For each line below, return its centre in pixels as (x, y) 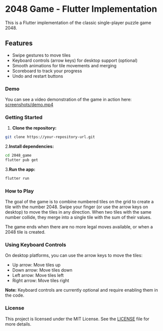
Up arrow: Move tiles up (36, 265)
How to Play (20, 191)
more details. (18, 324)
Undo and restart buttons (38, 76)
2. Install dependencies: (30, 146)
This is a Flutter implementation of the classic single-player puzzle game (78, 23)
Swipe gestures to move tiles (41, 55)
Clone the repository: (34, 128)
